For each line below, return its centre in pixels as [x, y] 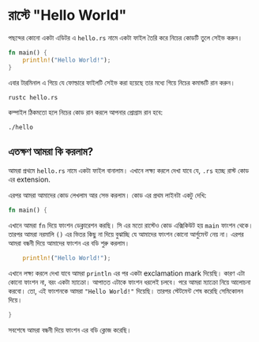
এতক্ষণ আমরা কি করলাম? [51, 151]
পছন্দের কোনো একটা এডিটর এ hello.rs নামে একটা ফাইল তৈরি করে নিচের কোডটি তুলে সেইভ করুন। [126, 37]
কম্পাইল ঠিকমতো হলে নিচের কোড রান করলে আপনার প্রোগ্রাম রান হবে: [86, 112]
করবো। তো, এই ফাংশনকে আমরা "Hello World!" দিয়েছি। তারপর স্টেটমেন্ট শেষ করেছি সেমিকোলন [126, 291]
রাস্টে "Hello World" [68, 15]
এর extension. [30, 179]
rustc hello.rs [33, 97]
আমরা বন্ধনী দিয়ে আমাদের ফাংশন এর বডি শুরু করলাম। [69, 243]
